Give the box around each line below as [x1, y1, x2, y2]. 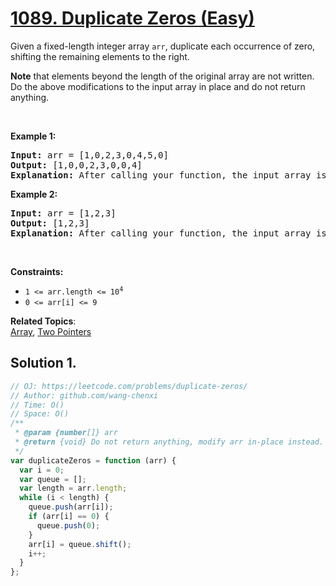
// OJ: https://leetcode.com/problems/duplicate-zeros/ [10, 381, 248, 391]
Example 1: [10, 130, 57, 142]
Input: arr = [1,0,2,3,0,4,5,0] [10, 149, 169, 161]
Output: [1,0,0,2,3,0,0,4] [10, 159, 143, 171]
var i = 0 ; [19, 465, 65, 475]
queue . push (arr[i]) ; [28, 502, 114, 512]
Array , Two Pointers [10, 325, 92, 337]
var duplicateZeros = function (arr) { [10, 455, 177, 466]
